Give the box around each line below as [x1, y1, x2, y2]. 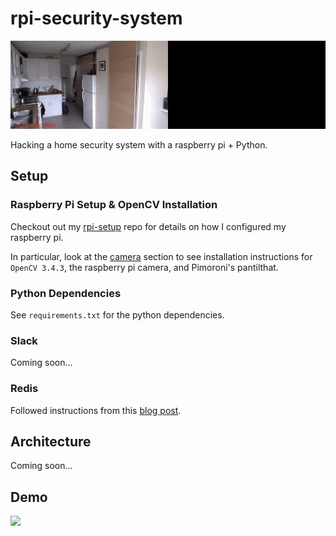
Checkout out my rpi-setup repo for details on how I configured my [10, 220, 287, 232]
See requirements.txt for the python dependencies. [10, 309, 225, 321]
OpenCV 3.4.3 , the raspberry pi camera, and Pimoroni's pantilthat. [10, 261, 279, 273]
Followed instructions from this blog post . [10, 404, 182, 416]
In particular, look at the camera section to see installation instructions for [10, 250, 313, 262]
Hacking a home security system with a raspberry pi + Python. [10, 139, 268, 151]
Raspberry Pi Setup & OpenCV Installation [10, 198, 218, 212]
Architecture [10, 433, 92, 451]
